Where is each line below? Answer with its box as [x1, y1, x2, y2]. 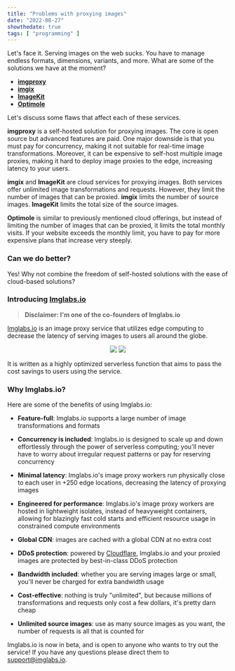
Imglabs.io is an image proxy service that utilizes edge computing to [7, 324, 204, 332]
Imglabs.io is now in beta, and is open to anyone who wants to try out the [7, 641, 219, 649]
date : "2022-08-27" [7, 17, 65, 24]
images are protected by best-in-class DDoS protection [17, 557, 177, 565]
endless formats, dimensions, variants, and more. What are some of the [7, 57, 214, 65]
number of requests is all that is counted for [17, 627, 145, 635]
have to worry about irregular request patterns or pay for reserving [17, 450, 211, 459]
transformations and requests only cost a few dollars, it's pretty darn [17, 599, 216, 607]
